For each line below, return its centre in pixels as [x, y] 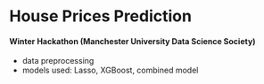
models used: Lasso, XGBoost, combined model [110, 70]
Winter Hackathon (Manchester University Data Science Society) [132, 41]
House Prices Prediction [100, 16]
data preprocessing [58, 61]
